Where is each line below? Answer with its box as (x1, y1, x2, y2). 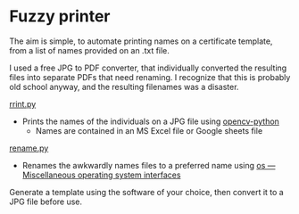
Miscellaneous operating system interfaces (21, 169, 181, 180)
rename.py (9, 143, 49, 153)
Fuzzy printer (9, 6, 111, 27)
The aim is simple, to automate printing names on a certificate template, (9, 36, 273, 46)
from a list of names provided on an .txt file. (9, 45, 170, 55)
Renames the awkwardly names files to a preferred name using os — (21, 160, 276, 170)
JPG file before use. (9, 196, 83, 207)
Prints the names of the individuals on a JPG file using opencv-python (21, 116, 279, 127)
